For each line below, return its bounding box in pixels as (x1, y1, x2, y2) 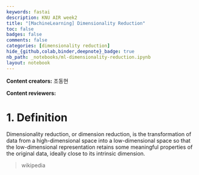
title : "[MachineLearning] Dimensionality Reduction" (6, 20, 146, 26)
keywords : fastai (6, 9, 51, 15)
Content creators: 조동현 (6, 77, 69, 84)
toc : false (6, 26, 34, 32)
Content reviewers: (6, 89, 57, 97)
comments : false (6, 37, 47, 43)
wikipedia (21, 162, 46, 169)
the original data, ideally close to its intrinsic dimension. (6, 150, 145, 157)
